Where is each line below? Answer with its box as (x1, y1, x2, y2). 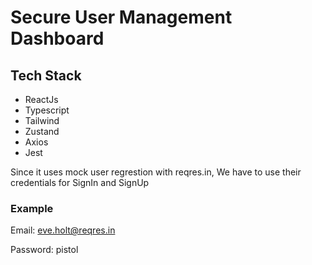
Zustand (24, 126, 60, 137)
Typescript (24, 104, 70, 116)
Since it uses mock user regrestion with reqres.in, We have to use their (10, 166, 302, 178)
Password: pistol (10, 244, 79, 256)
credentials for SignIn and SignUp (10, 177, 150, 188)
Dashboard (10, 27, 105, 50)
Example (10, 201, 54, 215)
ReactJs (24, 94, 59, 105)
